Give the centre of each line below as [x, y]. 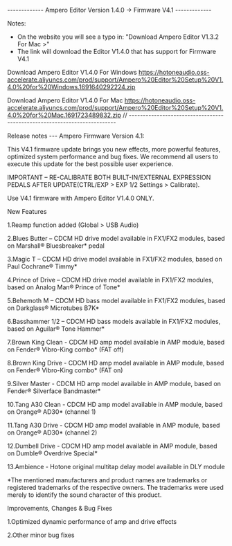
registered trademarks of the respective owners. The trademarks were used [115, 488]
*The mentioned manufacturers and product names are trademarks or [107, 480]
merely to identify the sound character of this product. [84, 495]
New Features [27, 211]
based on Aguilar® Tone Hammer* [56, 329]
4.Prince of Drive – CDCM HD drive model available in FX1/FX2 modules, [110, 280]
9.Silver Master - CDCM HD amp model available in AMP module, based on [114, 384]
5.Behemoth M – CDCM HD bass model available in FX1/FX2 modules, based [116, 301]
